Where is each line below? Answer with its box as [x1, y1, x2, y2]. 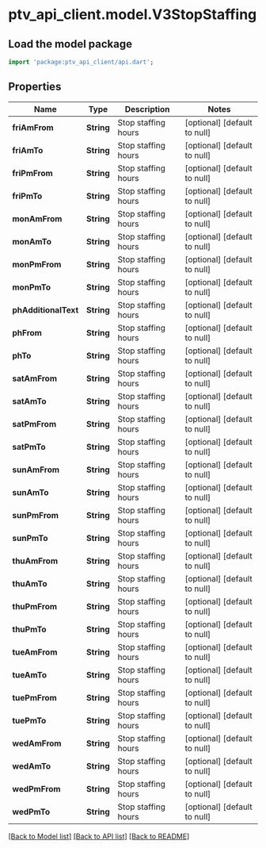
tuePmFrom [12, 692, 57, 703]
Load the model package [8, 37, 133, 51]
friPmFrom [12, 167, 53, 178]
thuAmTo [12, 577, 47, 589]
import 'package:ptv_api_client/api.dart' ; [8, 58, 154, 66]
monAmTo [12, 236, 52, 247]
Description [124, 103, 170, 114]
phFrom [12, 327, 42, 338]
